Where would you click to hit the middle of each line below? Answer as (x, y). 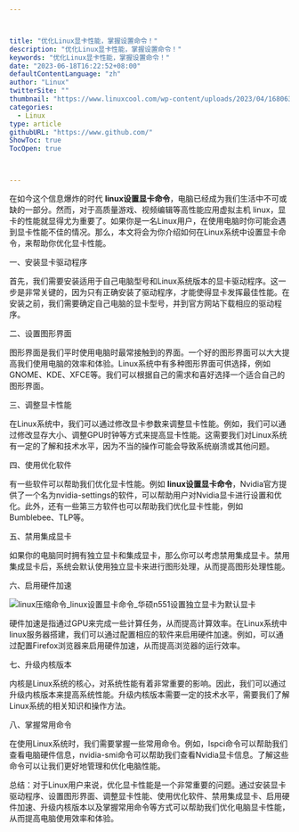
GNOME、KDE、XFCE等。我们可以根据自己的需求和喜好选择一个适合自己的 (147, 375)
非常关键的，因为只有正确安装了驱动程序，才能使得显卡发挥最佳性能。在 (157, 292)
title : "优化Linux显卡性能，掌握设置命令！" (84, 41)
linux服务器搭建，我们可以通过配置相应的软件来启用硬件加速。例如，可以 (142, 634)
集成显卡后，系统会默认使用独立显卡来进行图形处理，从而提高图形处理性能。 (149, 566)
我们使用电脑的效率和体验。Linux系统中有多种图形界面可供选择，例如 (144, 363)
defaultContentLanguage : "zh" (65, 74)
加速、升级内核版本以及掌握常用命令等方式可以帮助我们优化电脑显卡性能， (153, 807)
